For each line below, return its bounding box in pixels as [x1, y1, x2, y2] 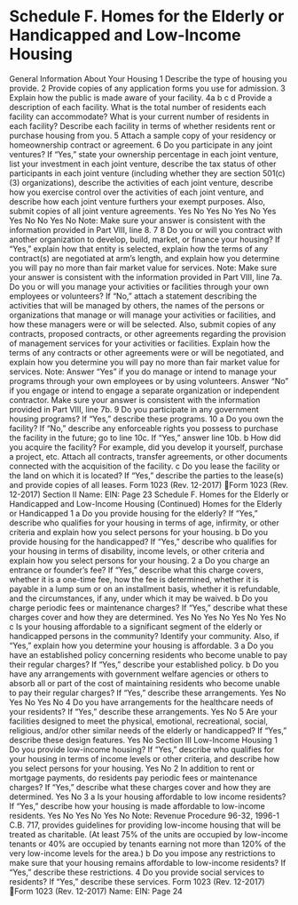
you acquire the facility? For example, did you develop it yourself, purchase [9, 442, 284, 452]
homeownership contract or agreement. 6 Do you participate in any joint [9, 140, 273, 150]
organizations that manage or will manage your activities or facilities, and [9, 309, 277, 320]
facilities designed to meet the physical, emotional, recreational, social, [9, 716, 269, 726]
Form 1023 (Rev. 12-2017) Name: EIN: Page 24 [14, 885, 184, 896]
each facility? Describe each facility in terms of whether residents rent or [9, 120, 276, 131]
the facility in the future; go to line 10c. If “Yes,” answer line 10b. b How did [9, 432, 281, 443]
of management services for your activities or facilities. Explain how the [9, 338, 271, 348]
